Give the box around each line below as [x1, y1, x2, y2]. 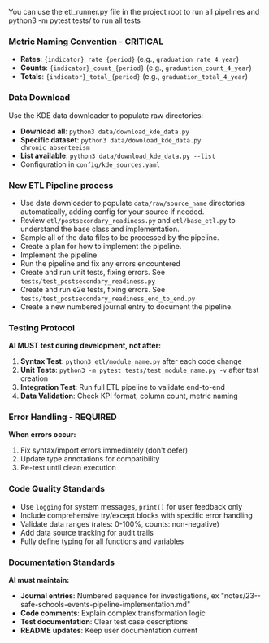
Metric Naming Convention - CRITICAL [8, 36, 164, 47]
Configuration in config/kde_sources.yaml [20, 159, 161, 169]
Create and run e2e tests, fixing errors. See [20, 284, 166, 294]
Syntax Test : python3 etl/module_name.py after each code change [20, 356, 242, 366]
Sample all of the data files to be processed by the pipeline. [20, 232, 219, 243]
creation [20, 374, 49, 383]
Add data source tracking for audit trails [20, 527, 154, 537]
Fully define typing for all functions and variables [20, 536, 184, 546]
